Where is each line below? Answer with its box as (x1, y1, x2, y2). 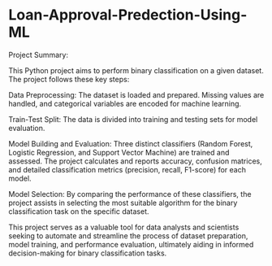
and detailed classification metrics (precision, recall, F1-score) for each (8, 164, 246, 174)
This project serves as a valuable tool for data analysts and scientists (8, 222, 240, 232)
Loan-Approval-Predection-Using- (8, 6, 248, 24)
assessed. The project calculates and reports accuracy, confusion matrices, (8, 156, 262, 166)
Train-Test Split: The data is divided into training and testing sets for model (8, 114, 258, 124)
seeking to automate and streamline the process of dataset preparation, (8, 230, 248, 241)
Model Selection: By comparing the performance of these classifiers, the (8, 189, 252, 198)
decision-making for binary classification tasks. (8, 248, 167, 258)
